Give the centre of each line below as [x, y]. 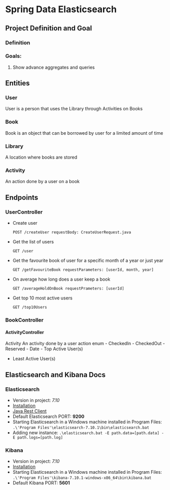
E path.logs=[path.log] [38, 437]
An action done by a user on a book [43, 181]
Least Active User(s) [34, 359]
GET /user [23, 251]
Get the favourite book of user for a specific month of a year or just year [88, 261]
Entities [18, 83]
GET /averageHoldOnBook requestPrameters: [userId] [68, 289]
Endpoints [22, 197]
